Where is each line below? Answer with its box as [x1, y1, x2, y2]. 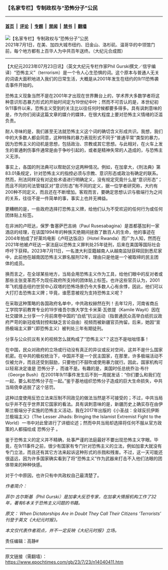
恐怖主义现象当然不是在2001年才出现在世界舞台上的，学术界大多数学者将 [5, 93, 155, 99]
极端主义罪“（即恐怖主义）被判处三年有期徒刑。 [9, 325, 106, 331]
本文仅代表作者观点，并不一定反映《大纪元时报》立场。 [5, 527, 119, 533]
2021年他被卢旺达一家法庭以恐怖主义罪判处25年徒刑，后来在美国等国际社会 [5, 241, 161, 247]
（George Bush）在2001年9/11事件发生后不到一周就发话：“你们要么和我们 [5, 371, 157, 377]
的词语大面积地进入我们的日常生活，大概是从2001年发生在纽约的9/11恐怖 [5, 76, 155, 82]
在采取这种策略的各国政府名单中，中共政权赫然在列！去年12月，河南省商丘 [5, 300, 159, 306]
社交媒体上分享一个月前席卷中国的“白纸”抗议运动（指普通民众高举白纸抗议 [5, 313, 158, 319]
